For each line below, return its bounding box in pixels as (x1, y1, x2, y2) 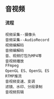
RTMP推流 (5, 73, 22, 78)
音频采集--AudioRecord (5, 37, 49, 42)
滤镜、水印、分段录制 (5, 84, 42, 89)
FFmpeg (5, 63, 19, 68)
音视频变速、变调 (5, 79, 35, 84)
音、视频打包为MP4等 (5, 53, 42, 58)
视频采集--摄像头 (5, 32, 36, 37)
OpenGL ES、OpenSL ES (5, 68, 49, 73)
